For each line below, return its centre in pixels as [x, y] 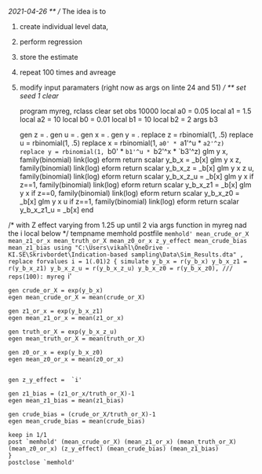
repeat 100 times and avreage [67, 72]
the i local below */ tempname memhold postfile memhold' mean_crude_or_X [129, 233]
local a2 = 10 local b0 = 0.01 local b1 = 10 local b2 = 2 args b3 [118, 119]
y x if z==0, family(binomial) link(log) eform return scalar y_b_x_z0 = [130, 193]
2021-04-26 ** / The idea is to [57, 11]
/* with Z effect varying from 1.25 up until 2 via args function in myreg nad [127, 225]
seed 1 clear [39, 96]
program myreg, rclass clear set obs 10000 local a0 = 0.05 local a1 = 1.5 [135, 111]
